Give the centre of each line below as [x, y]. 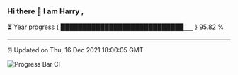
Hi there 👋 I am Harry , [46, 11]
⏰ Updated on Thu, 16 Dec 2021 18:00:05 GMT [75, 50]
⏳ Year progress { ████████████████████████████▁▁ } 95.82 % [116, 27]
